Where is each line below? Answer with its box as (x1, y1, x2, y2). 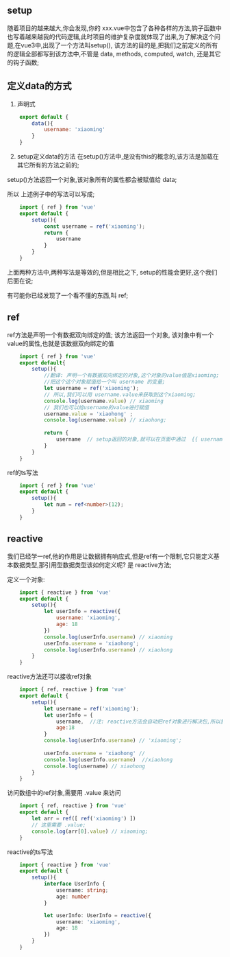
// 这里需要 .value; (31, 821, 86, 829)
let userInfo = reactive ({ (43, 608, 121, 615)
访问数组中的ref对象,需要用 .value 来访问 (7, 789, 121, 797)
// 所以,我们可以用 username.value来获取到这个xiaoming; (43, 391, 196, 398)
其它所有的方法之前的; (16, 161, 80, 169)
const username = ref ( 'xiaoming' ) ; (43, 222, 146, 230)
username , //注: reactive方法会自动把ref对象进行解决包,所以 (55, 718, 221, 725)
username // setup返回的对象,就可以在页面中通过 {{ (55, 436, 199, 443)
